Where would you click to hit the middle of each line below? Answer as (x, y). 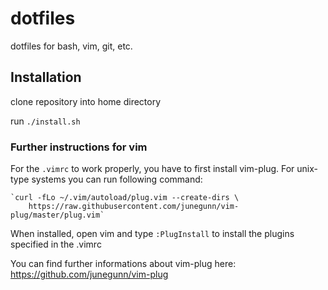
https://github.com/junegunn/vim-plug (89, 274)
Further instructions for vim (79, 147)
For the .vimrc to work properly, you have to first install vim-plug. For (152, 169)
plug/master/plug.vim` (57, 215)
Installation (46, 77)
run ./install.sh (45, 121)
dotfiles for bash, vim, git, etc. (71, 46)
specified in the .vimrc (56, 244)
